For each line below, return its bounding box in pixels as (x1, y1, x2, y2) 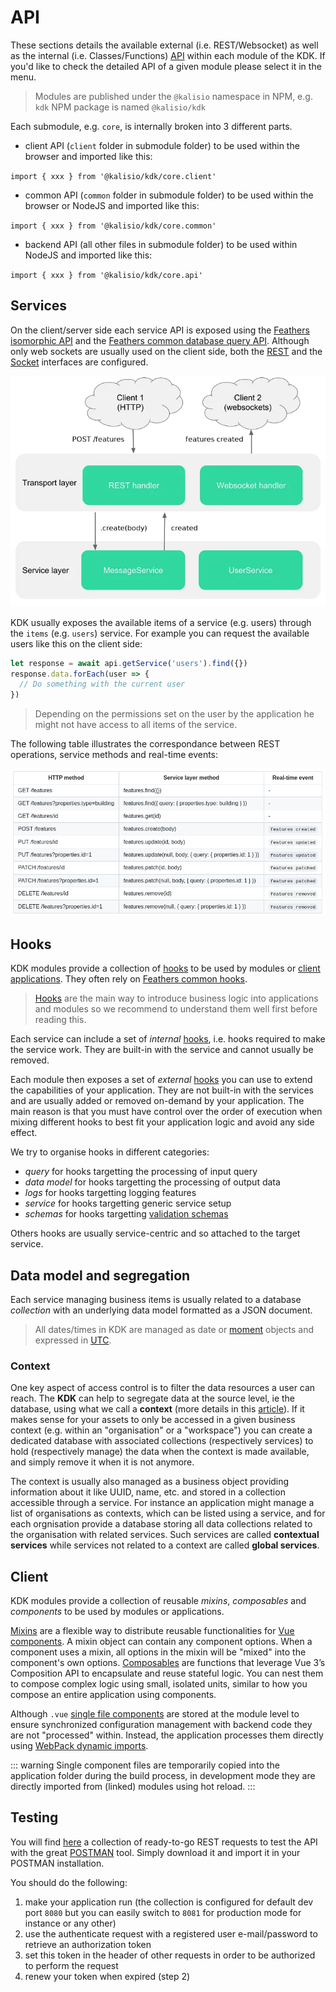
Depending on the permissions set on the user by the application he (34, 708, 315, 720)
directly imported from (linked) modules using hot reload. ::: (10, 1781, 256, 1793)
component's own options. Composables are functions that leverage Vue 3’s (10, 1657, 326, 1669)
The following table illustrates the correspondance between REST (10, 738, 281, 750)
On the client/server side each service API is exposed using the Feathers (10, 324, 310, 336)
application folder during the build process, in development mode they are (10, 1770, 316, 1782)
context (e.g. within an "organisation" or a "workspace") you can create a (10, 1424, 313, 1436)
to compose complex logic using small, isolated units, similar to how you (10, 1678, 308, 1690)
